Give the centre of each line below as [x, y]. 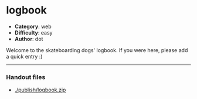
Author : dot [29, 39]
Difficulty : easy [33, 32]
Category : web [33, 26]
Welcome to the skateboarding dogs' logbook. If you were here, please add [97, 50]
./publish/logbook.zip [40, 90]
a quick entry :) [24, 56]
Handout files [26, 77]
